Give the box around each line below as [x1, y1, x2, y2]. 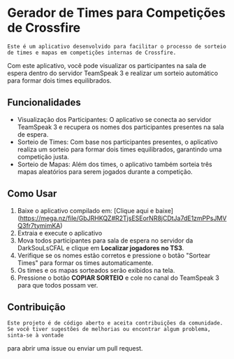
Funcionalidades [7, 97, 82, 109]
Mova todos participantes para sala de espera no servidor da [17, 236, 193, 245]
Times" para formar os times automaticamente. [17, 258, 154, 267]
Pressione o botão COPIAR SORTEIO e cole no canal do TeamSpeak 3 [17, 273, 220, 282]
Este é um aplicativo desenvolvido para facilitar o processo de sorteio [7, 43, 227, 50]
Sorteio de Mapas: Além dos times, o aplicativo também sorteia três [17, 160, 212, 168]
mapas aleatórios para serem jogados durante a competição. [17, 167, 193, 176]
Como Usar [7, 188, 57, 200]
